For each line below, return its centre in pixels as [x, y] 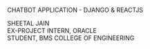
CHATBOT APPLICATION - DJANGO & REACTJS [75, 10]
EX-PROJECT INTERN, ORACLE [52, 31]
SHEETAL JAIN [28, 23]
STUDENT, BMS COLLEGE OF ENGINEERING [71, 38]
